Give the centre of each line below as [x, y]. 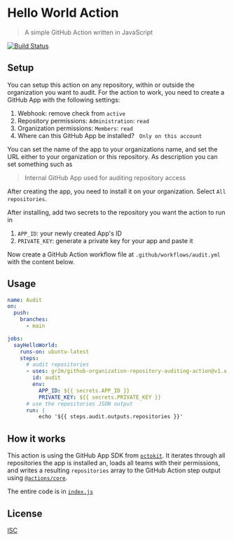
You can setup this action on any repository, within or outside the [101, 85]
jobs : [15, 338]
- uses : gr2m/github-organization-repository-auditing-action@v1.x [126, 371]
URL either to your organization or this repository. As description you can [113, 156]
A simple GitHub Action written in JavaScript [88, 32]
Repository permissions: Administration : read [83, 121]
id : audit [47, 378]
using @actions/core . [37, 478]
